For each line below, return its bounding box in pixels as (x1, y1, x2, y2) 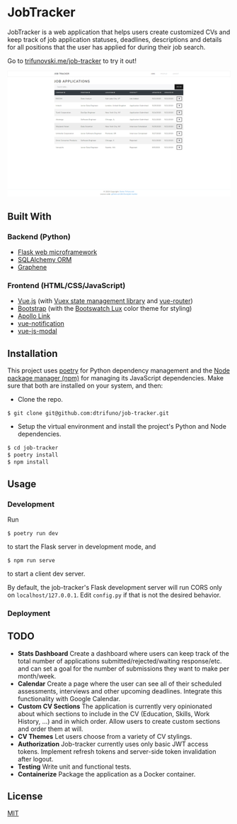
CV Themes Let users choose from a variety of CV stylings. (17, 732, 192, 740)
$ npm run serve (7, 556, 55, 564)
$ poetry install (7, 451, 59, 458)
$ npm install (7, 458, 50, 466)
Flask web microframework (17, 248, 98, 256)
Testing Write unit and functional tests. (17, 762, 132, 771)
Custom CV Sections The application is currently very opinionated (17, 702, 212, 710)
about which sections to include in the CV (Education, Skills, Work (17, 709, 210, 718)
